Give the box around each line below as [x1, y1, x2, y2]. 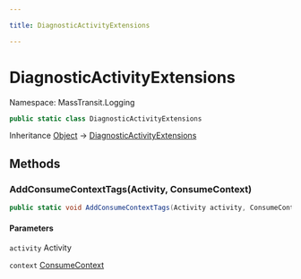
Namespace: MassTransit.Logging [9, 97, 135, 107]
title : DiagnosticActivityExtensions [9, 21, 150, 30]
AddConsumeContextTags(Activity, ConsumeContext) [9, 182, 253, 195]
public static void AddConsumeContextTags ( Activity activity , [9, 203, 246, 213]
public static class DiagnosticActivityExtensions [9, 114, 202, 123]
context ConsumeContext [9, 260, 105, 271]
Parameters [9, 223, 54, 233]
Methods [9, 156, 61, 171]
